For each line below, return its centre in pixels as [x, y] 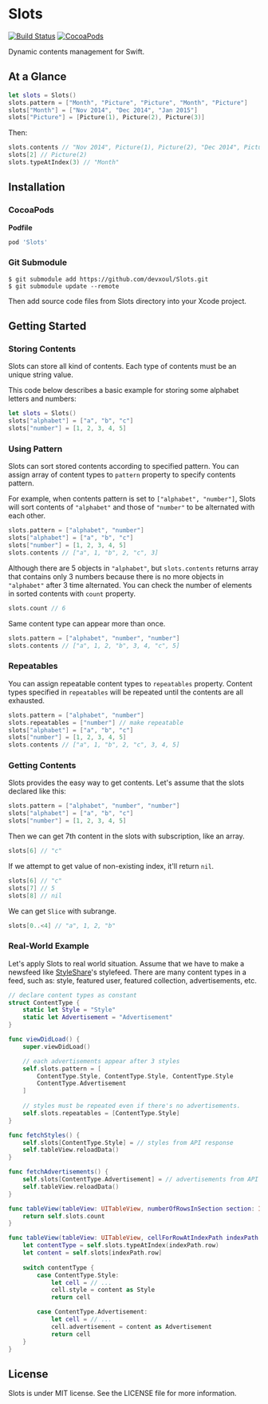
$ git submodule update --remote [64, 286]
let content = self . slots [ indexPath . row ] [92, 1253]
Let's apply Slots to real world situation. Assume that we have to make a [126, 963]
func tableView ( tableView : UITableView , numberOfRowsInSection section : [132, 1209]
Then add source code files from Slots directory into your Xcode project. [128, 301]
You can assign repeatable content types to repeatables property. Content [130, 683]
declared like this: [37, 791]
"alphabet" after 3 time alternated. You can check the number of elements [130, 585]
